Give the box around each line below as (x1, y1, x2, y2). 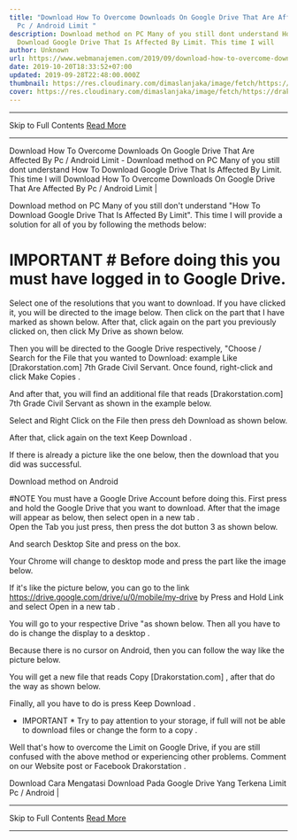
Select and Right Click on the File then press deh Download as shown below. (9, 416, 288, 426)
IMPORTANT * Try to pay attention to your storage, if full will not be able (21, 715, 286, 727)
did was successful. (9, 459, 82, 470)
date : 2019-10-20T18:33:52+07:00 (9, 63, 133, 72)
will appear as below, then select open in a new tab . (9, 512, 201, 523)
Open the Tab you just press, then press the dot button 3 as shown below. (9, 522, 278, 533)
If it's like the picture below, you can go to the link (9, 582, 190, 594)
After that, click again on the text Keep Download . (9, 432, 193, 443)
